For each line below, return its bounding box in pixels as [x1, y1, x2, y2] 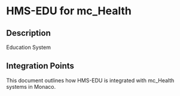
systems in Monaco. [6, 83, 56, 90]
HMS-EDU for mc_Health [6, 4, 132, 18]
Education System [6, 44, 51, 51]
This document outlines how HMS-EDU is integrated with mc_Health [6, 76, 175, 84]
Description [6, 28, 51, 38]
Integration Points [6, 61, 75, 71]
